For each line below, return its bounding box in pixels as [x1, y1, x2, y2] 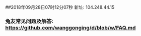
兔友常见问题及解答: [5, 18, 54, 25]
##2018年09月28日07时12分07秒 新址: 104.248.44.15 [5, 4, 115, 10]
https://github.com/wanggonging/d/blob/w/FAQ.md [5, 24, 136, 31]
